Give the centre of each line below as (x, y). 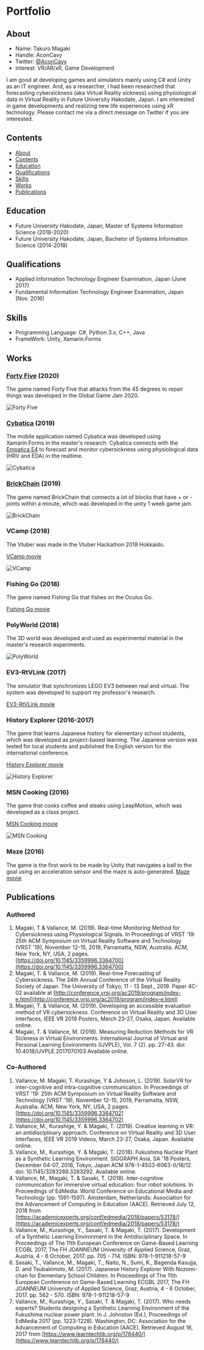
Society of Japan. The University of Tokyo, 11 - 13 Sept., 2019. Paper (101, 986)
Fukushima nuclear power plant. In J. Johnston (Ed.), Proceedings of (101, 1314)
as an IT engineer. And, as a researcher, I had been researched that (91, 86)
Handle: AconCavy (39, 55)
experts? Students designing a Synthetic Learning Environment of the (102, 1308)
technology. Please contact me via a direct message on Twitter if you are (98, 112)
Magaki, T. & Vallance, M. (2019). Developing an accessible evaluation (103, 1006)
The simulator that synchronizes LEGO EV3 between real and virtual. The (98, 685)
